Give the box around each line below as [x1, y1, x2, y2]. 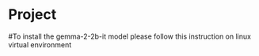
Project [8, 6, 57, 24]
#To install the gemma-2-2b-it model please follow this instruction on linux [8, 32, 252, 41]
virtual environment [8, 39, 72, 49]
